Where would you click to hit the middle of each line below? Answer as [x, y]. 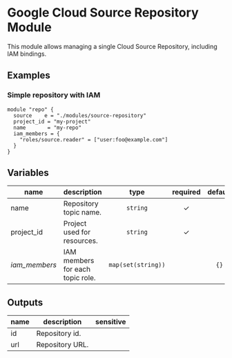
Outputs [25, 302]
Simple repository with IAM [54, 95]
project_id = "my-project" [52, 121]
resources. [80, 241]
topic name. [83, 212]
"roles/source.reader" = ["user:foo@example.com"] [94, 139]
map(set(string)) [137, 265]
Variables [28, 173]
